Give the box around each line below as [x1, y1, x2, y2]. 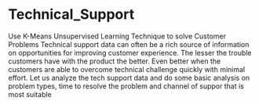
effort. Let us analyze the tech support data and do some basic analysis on [8, 73, 250, 82]
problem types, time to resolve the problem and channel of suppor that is [8, 81, 245, 91]
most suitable [8, 89, 53, 99]
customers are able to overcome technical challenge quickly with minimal [8, 64, 246, 74]
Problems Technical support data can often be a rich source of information [8, 39, 250, 49]
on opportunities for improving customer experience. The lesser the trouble [8, 48, 253, 57]
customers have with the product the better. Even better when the [8, 56, 221, 66]
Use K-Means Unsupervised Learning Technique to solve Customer [8, 31, 226, 41]
